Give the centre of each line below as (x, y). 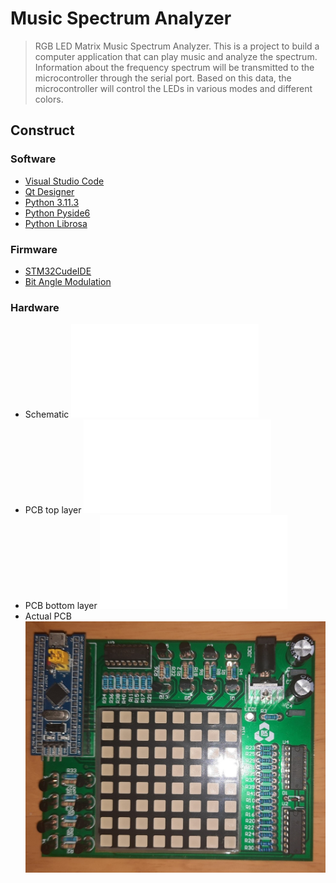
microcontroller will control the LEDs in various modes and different (173, 88)
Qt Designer (49, 191)
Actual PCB (48, 616)
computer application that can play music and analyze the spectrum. (176, 56)
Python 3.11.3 (52, 202)
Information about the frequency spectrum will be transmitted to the (174, 67)
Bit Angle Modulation (68, 281)
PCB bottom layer (61, 606)
